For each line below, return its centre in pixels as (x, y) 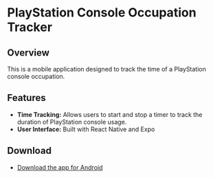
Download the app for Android (60, 167)
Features (26, 98)
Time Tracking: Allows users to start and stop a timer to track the (110, 114)
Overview (29, 53)
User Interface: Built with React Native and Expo (86, 129)
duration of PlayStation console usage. (72, 122)
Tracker (30, 27)
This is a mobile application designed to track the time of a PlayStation (106, 69)
